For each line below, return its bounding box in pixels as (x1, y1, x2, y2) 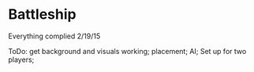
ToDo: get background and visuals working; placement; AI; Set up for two (8, 46, 247, 56)
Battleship (8, 5, 77, 23)
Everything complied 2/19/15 (8, 31, 101, 41)
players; (8, 55, 35, 64)
